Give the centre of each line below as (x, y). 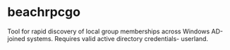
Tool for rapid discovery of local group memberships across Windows (109, 31)
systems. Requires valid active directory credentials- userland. (118, 38)
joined (17, 38)
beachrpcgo (44, 12)
